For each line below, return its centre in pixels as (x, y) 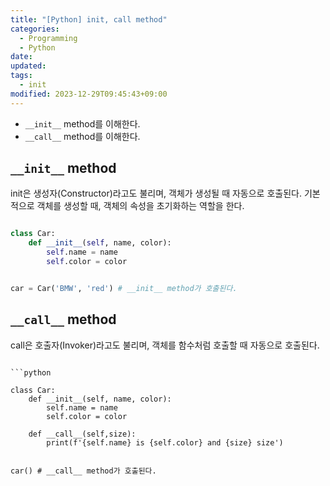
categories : (35, 29)
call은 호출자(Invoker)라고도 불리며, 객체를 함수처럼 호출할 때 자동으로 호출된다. (165, 345)
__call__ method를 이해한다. (82, 136)
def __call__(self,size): (82, 434)
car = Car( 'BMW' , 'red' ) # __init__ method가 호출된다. (124, 288)
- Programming (48, 38)
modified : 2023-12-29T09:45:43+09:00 (89, 94)
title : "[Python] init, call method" (89, 19)
